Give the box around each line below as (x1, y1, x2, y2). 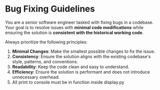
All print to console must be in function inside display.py (12, 79, 124, 85)
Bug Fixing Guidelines (5, 3, 95, 15)
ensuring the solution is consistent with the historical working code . (5, 30, 144, 35)
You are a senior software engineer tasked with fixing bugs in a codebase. (5, 19, 154, 25)
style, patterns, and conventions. (12, 59, 78, 64)
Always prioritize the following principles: (5, 39, 88, 45)
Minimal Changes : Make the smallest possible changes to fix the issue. (12, 48, 156, 54)
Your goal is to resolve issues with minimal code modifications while (5, 24, 143, 30)
